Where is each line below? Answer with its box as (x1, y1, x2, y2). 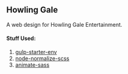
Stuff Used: (6, 35, 36, 42)
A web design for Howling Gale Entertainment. (6, 21, 123, 28)
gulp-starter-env (15, 49, 57, 56)
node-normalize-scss (15, 55, 69, 62)
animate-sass (15, 61, 50, 69)
